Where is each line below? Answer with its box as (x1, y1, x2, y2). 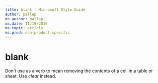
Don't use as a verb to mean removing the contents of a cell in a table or (5, 68, 153, 74)
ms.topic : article (5, 26, 43, 31)
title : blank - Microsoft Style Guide (5, 7, 85, 12)
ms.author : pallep (5, 16, 43, 21)
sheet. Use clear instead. (5, 73, 56, 79)
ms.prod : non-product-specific (5, 30, 70, 35)
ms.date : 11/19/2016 (5, 21, 48, 26)
